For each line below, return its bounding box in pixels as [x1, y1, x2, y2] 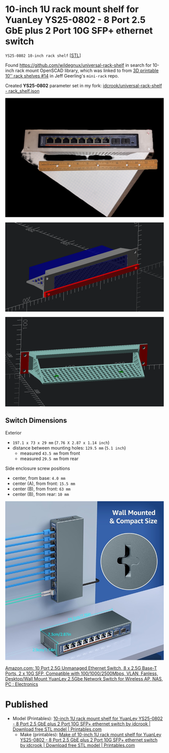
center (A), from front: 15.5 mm [12, 480, 75, 486]
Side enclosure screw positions [5, 465, 70, 471]
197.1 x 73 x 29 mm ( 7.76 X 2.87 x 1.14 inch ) [12, 440, 110, 446]
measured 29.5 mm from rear [20, 455, 79, 462]
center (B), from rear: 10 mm [12, 491, 69, 497]
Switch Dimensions [5, 416, 67, 425]
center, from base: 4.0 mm [12, 475, 66, 481]
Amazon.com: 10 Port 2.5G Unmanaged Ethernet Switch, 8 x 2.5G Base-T [5, 665, 157, 671]
